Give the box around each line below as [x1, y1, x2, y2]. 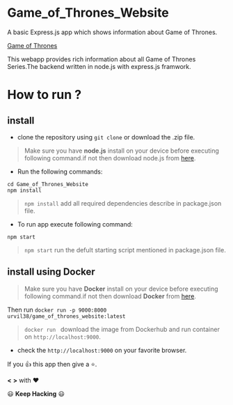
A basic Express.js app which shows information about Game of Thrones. [7, 28, 218, 36]
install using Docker [7, 266, 95, 278]
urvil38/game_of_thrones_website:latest [7, 312, 127, 320]
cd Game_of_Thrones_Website [7, 181, 89, 188]
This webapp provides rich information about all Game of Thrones [7, 54, 196, 63]
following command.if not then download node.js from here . [24, 153, 196, 162]
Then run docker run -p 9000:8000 [7, 305, 107, 314]
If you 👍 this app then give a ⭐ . [7, 360, 97, 368]
